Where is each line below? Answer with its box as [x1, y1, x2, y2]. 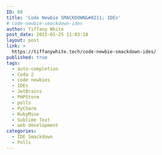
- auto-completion [12, 65, 59, 72]
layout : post [6, 37, 40, 43]
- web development [12, 123, 59, 129]
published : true [6, 54, 48, 60]
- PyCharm [12, 105, 37, 112]
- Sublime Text [12, 117, 51, 123]
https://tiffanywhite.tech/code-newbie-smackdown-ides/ [12, 49, 157, 55]
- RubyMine [12, 111, 40, 117]
